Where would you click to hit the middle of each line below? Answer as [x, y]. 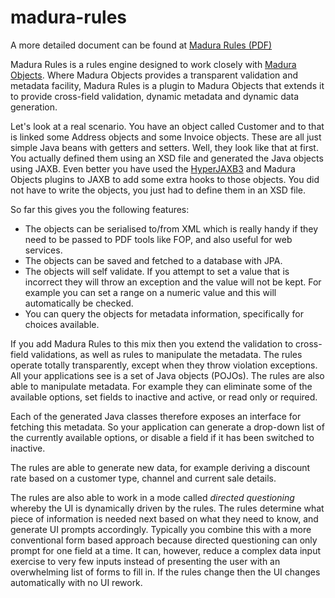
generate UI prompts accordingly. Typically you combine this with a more [161, 529]
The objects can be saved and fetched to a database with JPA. [153, 260]
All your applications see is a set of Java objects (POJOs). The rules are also [167, 375]
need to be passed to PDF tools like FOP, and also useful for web [158, 239]
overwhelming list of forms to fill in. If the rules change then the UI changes [165, 572]
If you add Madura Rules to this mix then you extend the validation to [152, 343]
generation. [34, 107]
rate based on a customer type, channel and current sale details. [143, 478]
